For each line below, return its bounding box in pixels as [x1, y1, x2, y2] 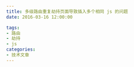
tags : [6, 25, 20, 31]
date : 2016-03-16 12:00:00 [6, 14, 73, 20]
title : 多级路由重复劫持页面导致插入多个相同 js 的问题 [6, 8, 129, 15]
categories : [6, 46, 36, 53]
